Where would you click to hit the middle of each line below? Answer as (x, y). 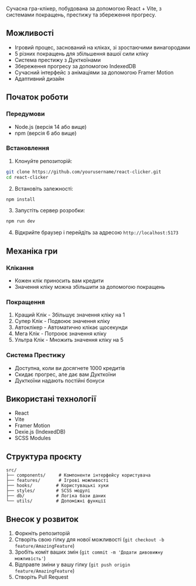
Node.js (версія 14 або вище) (50, 126)
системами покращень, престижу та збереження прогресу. (81, 15)
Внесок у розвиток (43, 519)
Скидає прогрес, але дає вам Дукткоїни (65, 374)
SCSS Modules (33, 438)
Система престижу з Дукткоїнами (58, 60)
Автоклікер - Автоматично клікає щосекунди (71, 327)
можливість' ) (30, 558)
